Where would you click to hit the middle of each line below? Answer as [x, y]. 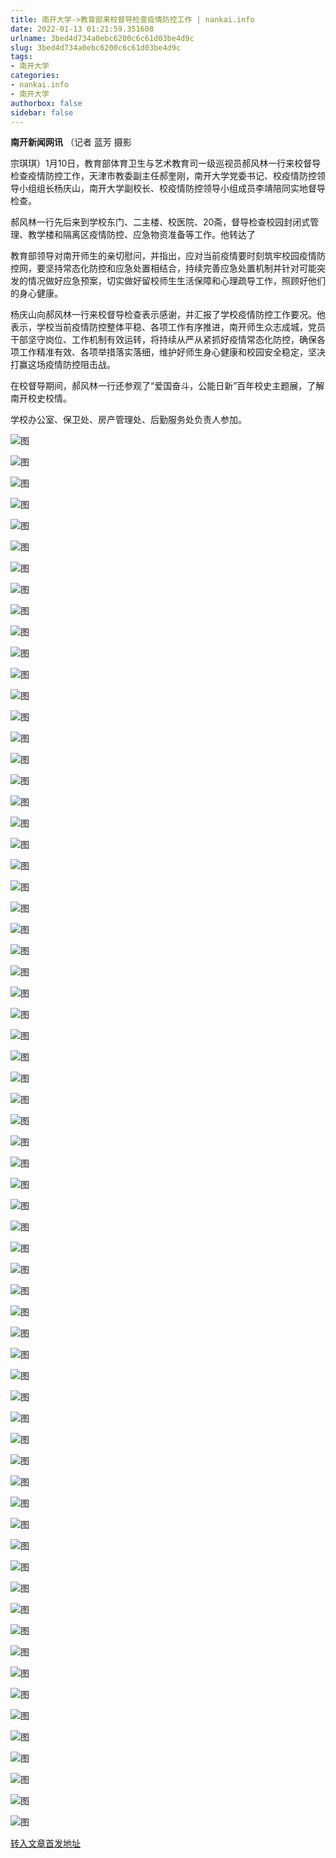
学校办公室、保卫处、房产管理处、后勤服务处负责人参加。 [128, 420]
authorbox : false [46, 103]
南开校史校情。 [41, 398]
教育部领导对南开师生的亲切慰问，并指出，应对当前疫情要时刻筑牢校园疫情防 [168, 256]
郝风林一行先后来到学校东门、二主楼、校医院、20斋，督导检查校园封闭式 [160, 222]
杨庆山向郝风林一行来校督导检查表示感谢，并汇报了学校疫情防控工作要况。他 [168, 315]
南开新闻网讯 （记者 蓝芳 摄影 [71, 142]
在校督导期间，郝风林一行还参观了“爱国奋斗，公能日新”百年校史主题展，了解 [167, 386]
